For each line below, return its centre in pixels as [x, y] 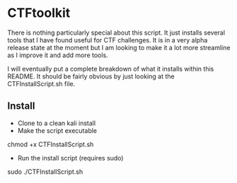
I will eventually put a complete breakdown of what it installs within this [111, 69]
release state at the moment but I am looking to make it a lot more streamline [119, 47]
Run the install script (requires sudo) [70, 158]
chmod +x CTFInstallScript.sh [51, 144]
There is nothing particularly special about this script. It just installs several [116, 33]
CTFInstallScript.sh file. [41, 83]
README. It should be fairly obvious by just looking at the [91, 76]
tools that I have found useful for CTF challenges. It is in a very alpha [108, 40]
